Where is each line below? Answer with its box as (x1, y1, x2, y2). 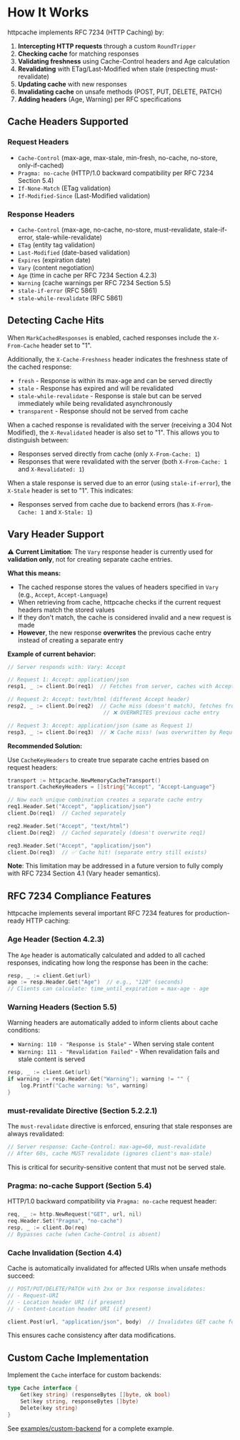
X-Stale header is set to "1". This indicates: (7, 486, 134, 495)
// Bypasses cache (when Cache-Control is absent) (7, 1231, 161, 1238)
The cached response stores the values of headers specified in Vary (17, 582, 219, 591)
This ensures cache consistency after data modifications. (7, 1331, 176, 1340)
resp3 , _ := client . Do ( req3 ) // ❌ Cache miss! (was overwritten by (7, 728, 216, 736)
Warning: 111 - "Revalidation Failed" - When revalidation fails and (17, 1048, 220, 1056)
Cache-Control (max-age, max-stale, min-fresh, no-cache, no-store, (17, 153, 218, 162)
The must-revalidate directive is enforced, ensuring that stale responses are (7, 1122, 233, 1131)
